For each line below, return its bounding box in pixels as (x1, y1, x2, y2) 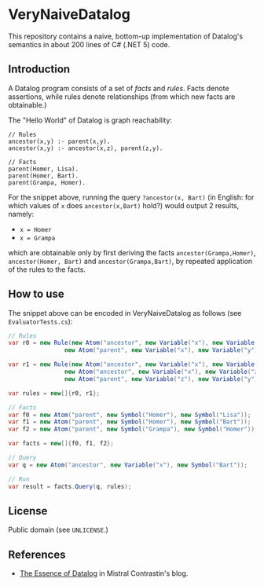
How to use (8, 288, 64, 301)
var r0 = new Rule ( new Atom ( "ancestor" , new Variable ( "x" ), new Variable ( (8, 339, 258, 347)
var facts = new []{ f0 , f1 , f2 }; (8, 440, 114, 448)
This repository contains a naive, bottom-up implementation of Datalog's (8, 31, 244, 41)
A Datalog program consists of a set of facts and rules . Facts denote (8, 83, 229, 93)
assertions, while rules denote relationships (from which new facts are (8, 92, 236, 101)
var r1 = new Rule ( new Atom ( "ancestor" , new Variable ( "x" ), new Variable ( (8, 361, 258, 368)
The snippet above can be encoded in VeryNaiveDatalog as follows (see (8, 308, 242, 317)
